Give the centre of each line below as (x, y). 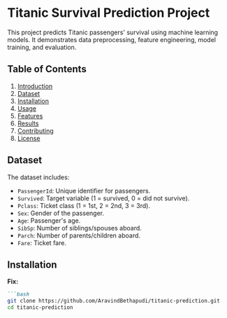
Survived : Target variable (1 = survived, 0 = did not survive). (103, 198)
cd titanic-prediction (40, 307)
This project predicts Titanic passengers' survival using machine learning (113, 32)
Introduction (35, 86)
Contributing (35, 130)
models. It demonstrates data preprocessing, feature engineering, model (112, 39)
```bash (19, 295)
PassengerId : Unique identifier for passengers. (84, 191)
